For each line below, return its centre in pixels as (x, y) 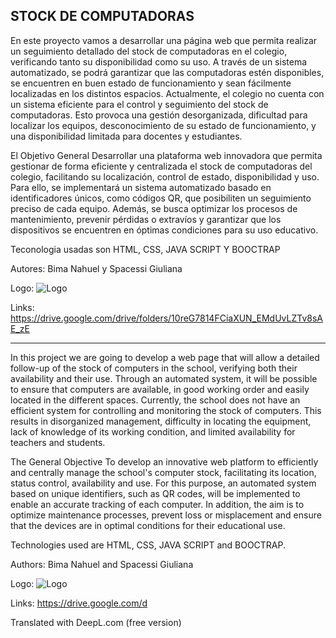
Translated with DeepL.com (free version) (96, 622)
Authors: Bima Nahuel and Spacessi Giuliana (102, 564)
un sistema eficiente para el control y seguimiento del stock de (139, 104)
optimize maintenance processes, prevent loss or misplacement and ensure (166, 515)
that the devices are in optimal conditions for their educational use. (148, 525)
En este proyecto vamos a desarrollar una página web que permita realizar (164, 40)
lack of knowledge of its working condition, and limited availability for (153, 431)
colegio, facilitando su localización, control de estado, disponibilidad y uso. (165, 176)
